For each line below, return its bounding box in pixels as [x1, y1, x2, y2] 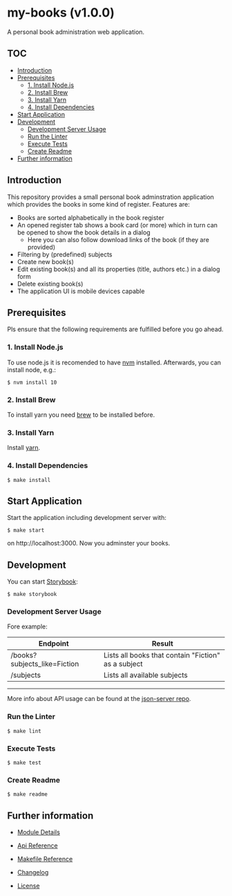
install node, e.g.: [7, 365, 57, 374]
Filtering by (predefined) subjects [17, 250, 113, 259]
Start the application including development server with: [7, 514, 167, 522]
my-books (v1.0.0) [7, 5, 115, 21]
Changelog [17, 868, 49, 877]
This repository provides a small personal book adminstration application [7, 192, 214, 201]
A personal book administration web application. [7, 28, 145, 36]
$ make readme [7, 791, 48, 798]
